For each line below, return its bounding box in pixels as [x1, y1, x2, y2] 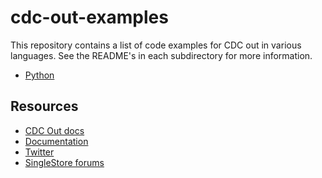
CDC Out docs [24, 124, 85, 136]
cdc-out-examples [10, 6, 169, 29]
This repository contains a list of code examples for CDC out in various [10, 39, 302, 51]
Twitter [24, 146, 55, 158]
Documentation [24, 135, 89, 147]
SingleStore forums [24, 156, 105, 168]
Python [24, 69, 55, 81]
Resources [10, 98, 79, 115]
